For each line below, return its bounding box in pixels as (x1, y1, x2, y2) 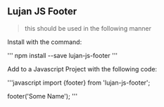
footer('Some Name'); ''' (7, 92, 78, 100)
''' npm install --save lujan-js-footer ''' (7, 51, 118, 59)
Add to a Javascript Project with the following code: (7, 64, 157, 73)
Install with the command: (7, 38, 82, 46)
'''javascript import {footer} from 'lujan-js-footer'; (7, 78, 151, 87)
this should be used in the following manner (24, 24, 152, 32)
